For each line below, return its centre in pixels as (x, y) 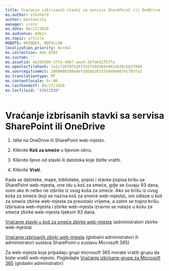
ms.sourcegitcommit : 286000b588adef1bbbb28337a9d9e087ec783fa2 (74, 72)
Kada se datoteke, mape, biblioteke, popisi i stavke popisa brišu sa (75, 180)
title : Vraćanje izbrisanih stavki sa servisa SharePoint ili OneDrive (83, 10)
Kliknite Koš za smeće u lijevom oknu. (52, 150)
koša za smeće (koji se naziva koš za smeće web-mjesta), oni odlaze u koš (84, 196)
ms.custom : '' (20, 57)
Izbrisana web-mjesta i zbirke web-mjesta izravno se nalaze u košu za (79, 207)
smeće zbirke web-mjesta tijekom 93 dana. (50, 212)
